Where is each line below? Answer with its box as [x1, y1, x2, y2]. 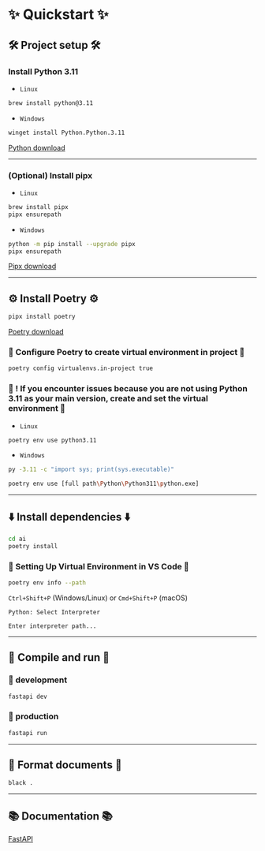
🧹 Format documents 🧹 [8, 759, 122, 772]
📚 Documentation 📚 [8, 809, 113, 823]
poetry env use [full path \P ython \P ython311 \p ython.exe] [8, 480, 200, 488]
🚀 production [8, 711, 59, 722]
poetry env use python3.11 [8, 436, 97, 444]
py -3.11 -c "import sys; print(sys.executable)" [8, 465, 175, 474]
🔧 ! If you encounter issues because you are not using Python [8, 383, 248, 394]
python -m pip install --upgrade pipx [8, 240, 136, 248]
